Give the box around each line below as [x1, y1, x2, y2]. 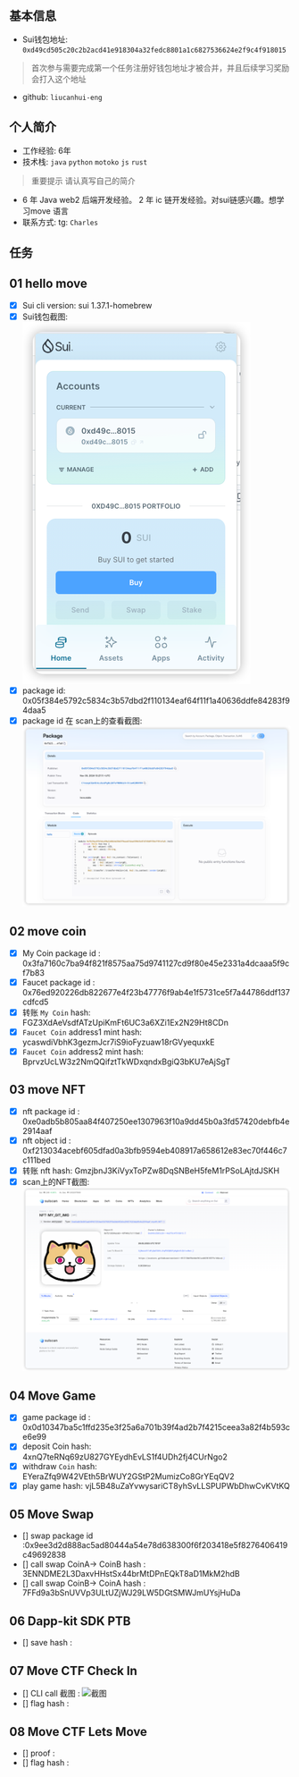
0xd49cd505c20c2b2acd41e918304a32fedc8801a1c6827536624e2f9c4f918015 [21, 46, 287, 55]
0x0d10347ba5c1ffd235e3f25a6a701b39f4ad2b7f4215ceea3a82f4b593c [21, 1422, 291, 1433]
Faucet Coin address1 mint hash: [21, 1027, 143, 1037]
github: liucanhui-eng [21, 91, 103, 102]
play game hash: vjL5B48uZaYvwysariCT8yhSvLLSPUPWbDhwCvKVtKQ [21, 1480, 290, 1491]
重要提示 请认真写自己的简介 [30, 175, 136, 186]
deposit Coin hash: [21, 1441, 92, 1451]
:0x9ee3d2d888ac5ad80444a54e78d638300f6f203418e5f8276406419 [21, 1540, 288, 1551]
